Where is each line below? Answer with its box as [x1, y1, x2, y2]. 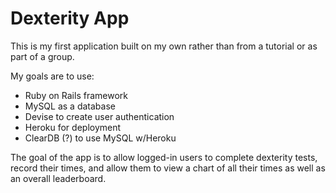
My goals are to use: [10, 70, 95, 82]
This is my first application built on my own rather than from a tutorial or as [10, 40, 318, 52]
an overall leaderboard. [10, 172, 107, 184]
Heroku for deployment [24, 121, 122, 133]
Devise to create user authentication [24, 110, 175, 122]
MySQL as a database [24, 100, 116, 112]
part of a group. [10, 50, 75, 62]
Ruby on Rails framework [24, 89, 128, 101]
